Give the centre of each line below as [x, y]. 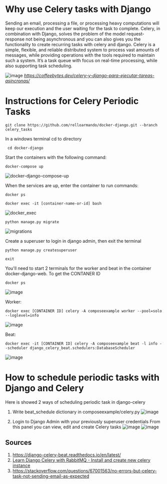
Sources [18, 443]
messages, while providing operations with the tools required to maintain [80, 55]
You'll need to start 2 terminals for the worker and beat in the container [78, 268]
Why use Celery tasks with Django [78, 9]
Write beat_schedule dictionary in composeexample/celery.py [76, 412]
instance [21, 465]
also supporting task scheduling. [39, 66]
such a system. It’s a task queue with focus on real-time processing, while [81, 60]
